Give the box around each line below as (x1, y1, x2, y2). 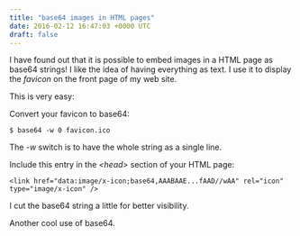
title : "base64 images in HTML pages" (9, 13, 155, 23)
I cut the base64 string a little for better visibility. (9, 200, 189, 212)
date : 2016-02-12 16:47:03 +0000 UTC (9, 22, 151, 31)
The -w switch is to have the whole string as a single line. (9, 141, 223, 153)
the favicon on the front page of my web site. (9, 74, 177, 85)
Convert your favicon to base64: (9, 109, 131, 120)
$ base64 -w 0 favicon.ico (9, 126, 111, 135)
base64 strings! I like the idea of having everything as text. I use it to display (9, 64, 292, 75)
